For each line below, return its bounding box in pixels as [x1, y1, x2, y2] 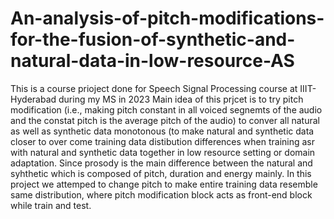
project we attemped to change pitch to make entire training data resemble [10, 178, 318, 190]
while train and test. [10, 199, 92, 211]
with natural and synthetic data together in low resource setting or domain [10, 146, 316, 158]
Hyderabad [10, 93, 57, 105]
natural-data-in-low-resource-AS [10, 50, 295, 72]
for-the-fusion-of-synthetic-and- [10, 28, 296, 51]
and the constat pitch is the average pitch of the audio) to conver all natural [10, 114, 320, 126]
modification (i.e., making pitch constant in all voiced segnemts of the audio [10, 103, 323, 116]
